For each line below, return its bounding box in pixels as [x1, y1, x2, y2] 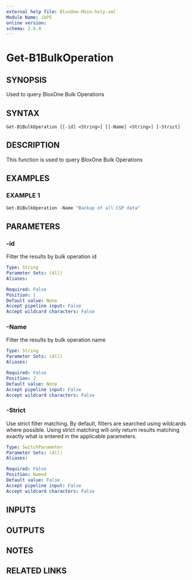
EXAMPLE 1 [6, 191, 41, 200]
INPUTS [6, 505, 36, 515]
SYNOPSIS [6, 75, 47, 85]
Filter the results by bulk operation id [6, 253, 97, 260]
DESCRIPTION [6, 140, 60, 150]
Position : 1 [6, 292, 36, 298]
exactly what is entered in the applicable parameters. [6, 432, 137, 439]
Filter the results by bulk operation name [6, 336, 106, 344]
